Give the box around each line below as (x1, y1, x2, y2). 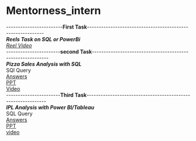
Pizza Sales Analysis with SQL (6, 60, 82, 68)
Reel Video (6, 42, 32, 49)
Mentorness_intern (6, 4, 101, 17)
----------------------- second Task (6, 48, 92, 55)
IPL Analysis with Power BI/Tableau (6, 104, 95, 111)
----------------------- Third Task (6, 91, 87, 98)
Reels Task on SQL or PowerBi (6, 36, 81, 43)
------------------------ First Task (6, 23, 87, 30)
